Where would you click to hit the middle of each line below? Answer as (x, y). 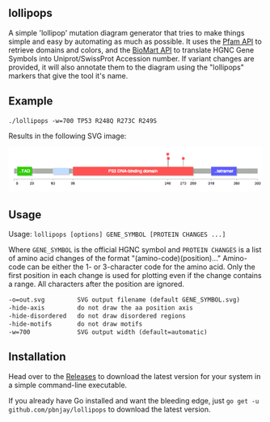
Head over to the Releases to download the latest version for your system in (135, 376)
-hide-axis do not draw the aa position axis (101, 308)
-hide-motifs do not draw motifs (76, 324)
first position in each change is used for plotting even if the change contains (135, 275)
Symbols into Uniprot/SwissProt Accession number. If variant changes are (131, 58)
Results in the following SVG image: (67, 136)
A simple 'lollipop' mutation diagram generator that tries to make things (127, 32)
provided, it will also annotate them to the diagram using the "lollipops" (127, 67)
